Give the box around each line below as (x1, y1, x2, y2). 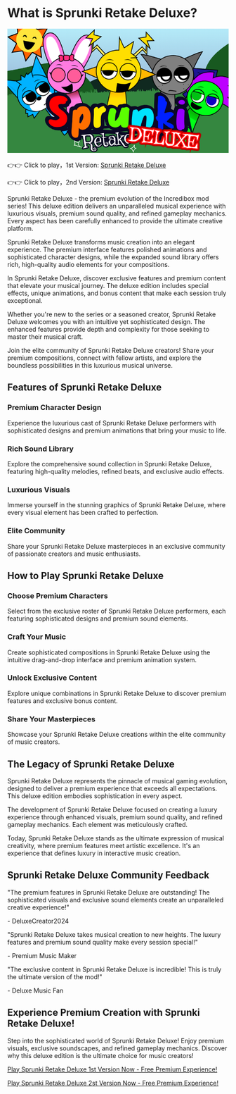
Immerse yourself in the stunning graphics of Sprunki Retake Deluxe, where (7, 501, 226, 509)
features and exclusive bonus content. (7, 696, 118, 705)
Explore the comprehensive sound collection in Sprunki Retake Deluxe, (7, 459, 212, 468)
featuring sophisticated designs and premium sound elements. (7, 614, 188, 623)
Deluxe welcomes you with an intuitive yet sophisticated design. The (7, 317, 206, 325)
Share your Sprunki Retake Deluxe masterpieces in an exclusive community (7, 542, 226, 550)
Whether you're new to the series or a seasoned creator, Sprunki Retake (7, 310, 216, 318)
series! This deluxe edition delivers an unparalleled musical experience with (7, 201, 226, 210)
